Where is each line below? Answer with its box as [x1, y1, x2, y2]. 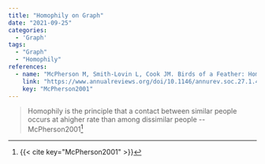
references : [8, 63, 47, 71]
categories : [8, 26, 47, 34]
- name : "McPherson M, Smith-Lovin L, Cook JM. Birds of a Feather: [15, 70, 245, 78]
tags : [8, 41, 26, 49]
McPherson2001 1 [27, 123, 84, 134]
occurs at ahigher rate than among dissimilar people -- [27, 115, 206, 125]
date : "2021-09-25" [8, 19, 73, 27]
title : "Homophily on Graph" [8, 11, 104, 20]
